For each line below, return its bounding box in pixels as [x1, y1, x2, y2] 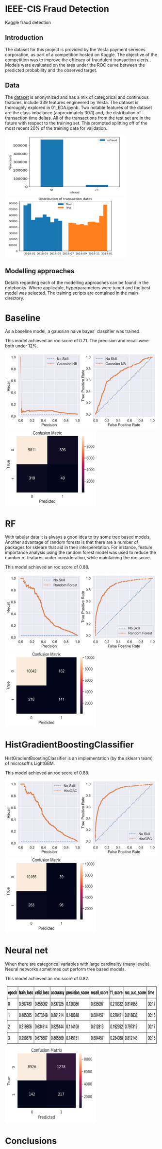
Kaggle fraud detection [5, 19, 51, 25]
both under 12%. [5, 343, 38, 349]
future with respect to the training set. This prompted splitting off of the [5, 120, 148, 126]
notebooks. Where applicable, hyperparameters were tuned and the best [5, 285, 151, 291]
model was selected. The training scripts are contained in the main [5, 290, 138, 296]
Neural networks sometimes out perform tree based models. [5, 966, 126, 972]
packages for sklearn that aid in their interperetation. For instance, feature [5, 545, 153, 550]
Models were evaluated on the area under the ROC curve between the [5, 62, 145, 68]
